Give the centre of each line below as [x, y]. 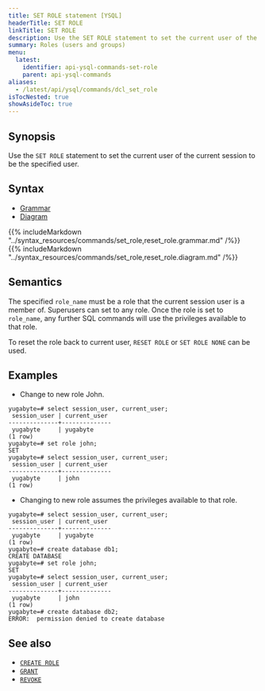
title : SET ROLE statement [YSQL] [65, 15]
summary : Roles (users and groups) [67, 45]
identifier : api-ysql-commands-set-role [90, 68]
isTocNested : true [38, 97]
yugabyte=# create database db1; [63, 550]
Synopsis [32, 136]
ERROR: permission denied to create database [86, 619]
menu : [17, 52]
